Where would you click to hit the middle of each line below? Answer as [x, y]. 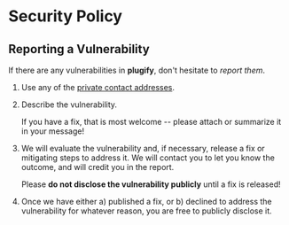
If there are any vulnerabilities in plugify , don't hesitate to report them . [137, 70]
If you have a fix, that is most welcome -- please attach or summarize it [151, 122]
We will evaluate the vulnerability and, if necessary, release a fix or [143, 148]
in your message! [53, 131]
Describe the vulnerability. [69, 105]
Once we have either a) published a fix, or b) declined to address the [146, 202]
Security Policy [66, 16]
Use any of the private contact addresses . [98, 87]
